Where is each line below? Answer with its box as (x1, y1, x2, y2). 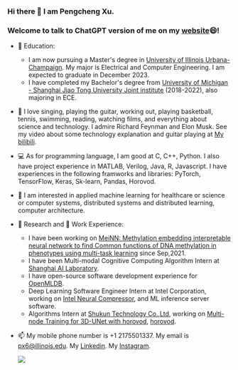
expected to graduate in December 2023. (28, 71, 150, 79)
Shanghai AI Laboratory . (28, 264, 99, 273)
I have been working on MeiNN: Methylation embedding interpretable (28, 234, 231, 242)
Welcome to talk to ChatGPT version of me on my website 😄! (7, 25, 220, 35)
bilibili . (17, 138, 37, 146)
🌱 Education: (17, 42, 55, 51)
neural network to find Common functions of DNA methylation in (28, 242, 217, 250)
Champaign (28, 63, 63, 72)
